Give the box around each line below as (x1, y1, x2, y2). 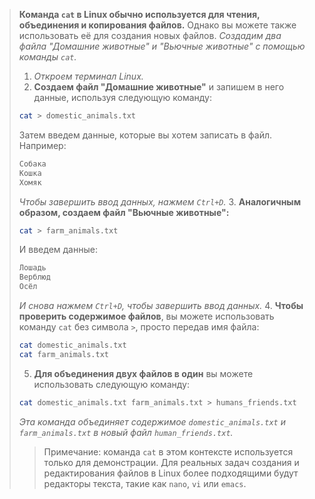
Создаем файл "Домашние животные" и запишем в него (33, 81, 285, 93)
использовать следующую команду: (33, 378, 190, 390)
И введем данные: (18, 244, 98, 256)
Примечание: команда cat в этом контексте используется (43, 445, 294, 458)
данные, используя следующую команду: (33, 92, 213, 103)
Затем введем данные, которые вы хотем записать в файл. (18, 129, 273, 141)
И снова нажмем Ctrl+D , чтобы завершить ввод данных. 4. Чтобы (18, 300, 304, 311)
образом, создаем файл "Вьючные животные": (18, 206, 230, 218)
